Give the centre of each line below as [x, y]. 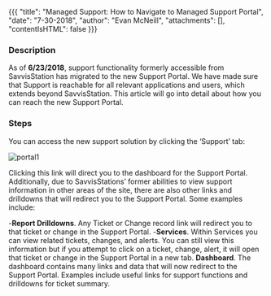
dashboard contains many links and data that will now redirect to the [123, 266]
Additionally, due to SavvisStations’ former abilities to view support [120, 181]
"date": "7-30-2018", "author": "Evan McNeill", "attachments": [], [117, 20]
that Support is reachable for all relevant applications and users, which [127, 85]
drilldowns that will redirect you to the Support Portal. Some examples [125, 198]
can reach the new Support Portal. [66, 102]
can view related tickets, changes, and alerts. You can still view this [121, 240]
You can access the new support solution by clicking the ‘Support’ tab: [127, 141]
